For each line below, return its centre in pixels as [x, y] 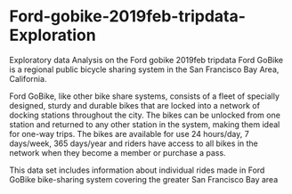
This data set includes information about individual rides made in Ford [137, 170]
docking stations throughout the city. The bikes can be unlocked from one [145, 115]
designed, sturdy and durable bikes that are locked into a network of [135, 105]
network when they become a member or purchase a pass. [118, 152]
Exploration [53, 35]
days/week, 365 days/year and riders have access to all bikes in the [134, 143]
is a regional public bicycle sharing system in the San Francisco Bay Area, [144, 69]
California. [28, 78]
